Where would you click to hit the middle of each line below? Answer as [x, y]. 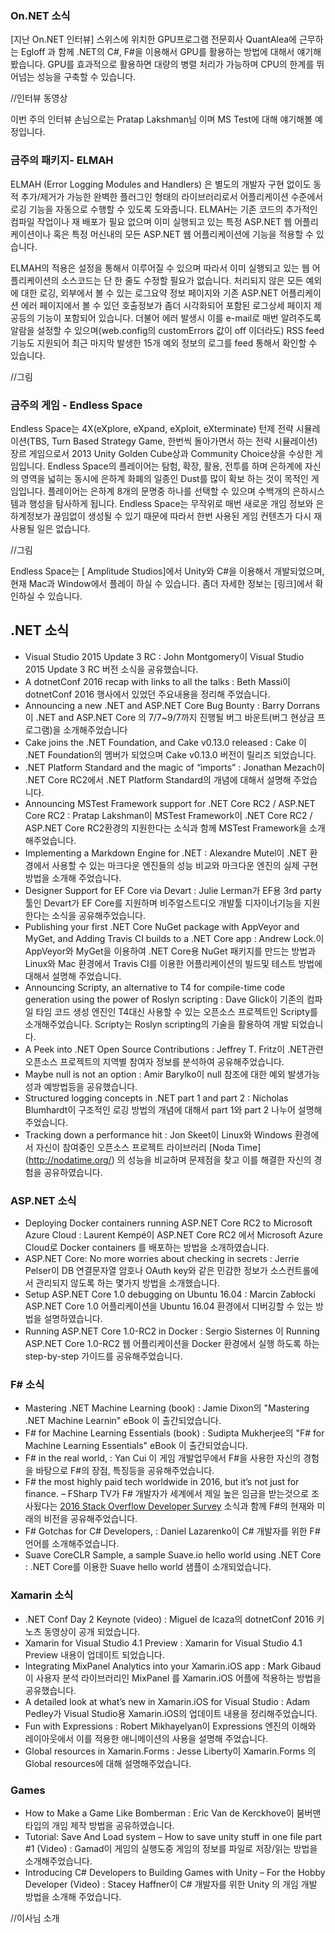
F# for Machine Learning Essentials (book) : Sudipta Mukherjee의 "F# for [174, 1433]
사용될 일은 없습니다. [50, 528]
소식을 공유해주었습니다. [99, 915]
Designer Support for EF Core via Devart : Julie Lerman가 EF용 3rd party [173, 890]
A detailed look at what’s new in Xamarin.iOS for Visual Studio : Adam [167, 1701]
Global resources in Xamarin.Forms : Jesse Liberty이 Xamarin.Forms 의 [170, 1751]
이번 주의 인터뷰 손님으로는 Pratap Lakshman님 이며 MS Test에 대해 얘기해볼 [161, 119]
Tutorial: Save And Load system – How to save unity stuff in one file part [173, 1836]
